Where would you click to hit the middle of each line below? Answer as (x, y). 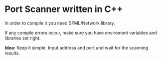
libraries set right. (23, 38)
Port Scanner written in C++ (64, 9)
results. (12, 53)
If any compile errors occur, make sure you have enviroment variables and (81, 32)
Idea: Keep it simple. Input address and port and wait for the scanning (77, 47)
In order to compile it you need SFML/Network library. (60, 23)
